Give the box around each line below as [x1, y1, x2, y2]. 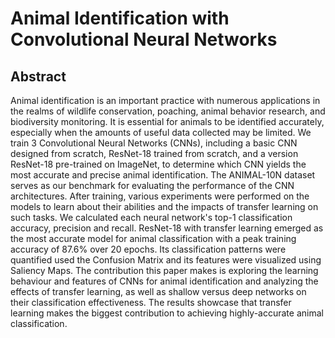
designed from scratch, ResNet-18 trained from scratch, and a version [10, 148, 299, 159]
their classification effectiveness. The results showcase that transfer [10, 297, 292, 308]
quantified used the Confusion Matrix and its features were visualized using [10, 254, 322, 266]
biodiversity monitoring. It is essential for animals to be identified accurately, [10, 116, 325, 127]
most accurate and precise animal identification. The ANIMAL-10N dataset [10, 169, 316, 181]
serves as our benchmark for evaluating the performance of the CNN [10, 180, 295, 191]
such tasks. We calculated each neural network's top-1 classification [10, 212, 293, 223]
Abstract [10, 68, 67, 85]
